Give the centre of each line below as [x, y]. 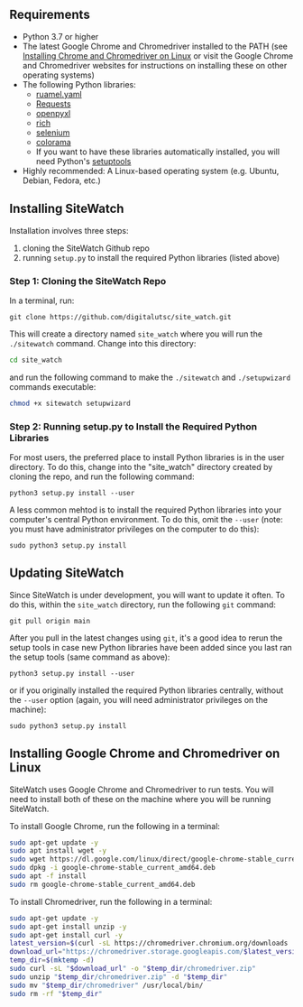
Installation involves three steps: [69, 230]
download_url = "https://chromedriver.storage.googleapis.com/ [127, 952]
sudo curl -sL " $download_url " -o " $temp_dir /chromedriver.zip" [133, 969]
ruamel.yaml [59, 94]
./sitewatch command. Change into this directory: [103, 343]
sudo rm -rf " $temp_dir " [56, 993]
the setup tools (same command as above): [90, 657]
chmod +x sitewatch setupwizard [70, 403]
